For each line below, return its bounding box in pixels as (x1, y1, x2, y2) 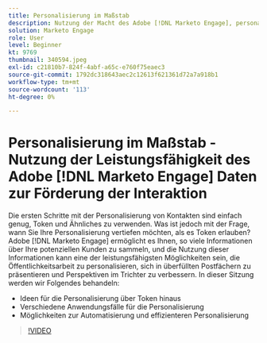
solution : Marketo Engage (8, 26, 94, 34)
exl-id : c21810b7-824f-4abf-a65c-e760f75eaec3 (8, 64, 165, 71)
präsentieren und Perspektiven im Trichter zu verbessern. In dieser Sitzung (8, 270, 254, 279)
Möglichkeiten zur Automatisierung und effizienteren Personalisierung (19, 310, 249, 320)
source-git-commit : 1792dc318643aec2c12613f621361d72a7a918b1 (8, 71, 219, 79)
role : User (8, 33, 44, 42)
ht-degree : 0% (8, 93, 56, 101)
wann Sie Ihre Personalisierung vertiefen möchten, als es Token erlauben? (8, 228, 251, 237)
